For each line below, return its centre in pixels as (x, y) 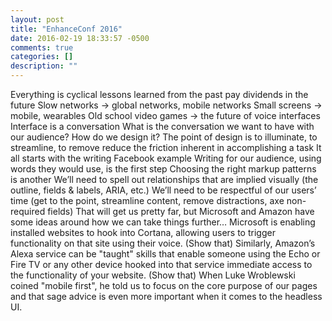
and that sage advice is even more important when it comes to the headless (166, 296)
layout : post (37, 19)
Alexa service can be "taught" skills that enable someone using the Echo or (165, 254)
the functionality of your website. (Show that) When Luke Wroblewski (153, 275)
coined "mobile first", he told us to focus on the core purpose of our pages (164, 285)
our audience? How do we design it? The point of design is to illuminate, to (164, 137)
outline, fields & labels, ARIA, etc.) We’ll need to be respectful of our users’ (163, 190)
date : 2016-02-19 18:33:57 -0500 (80, 38)
